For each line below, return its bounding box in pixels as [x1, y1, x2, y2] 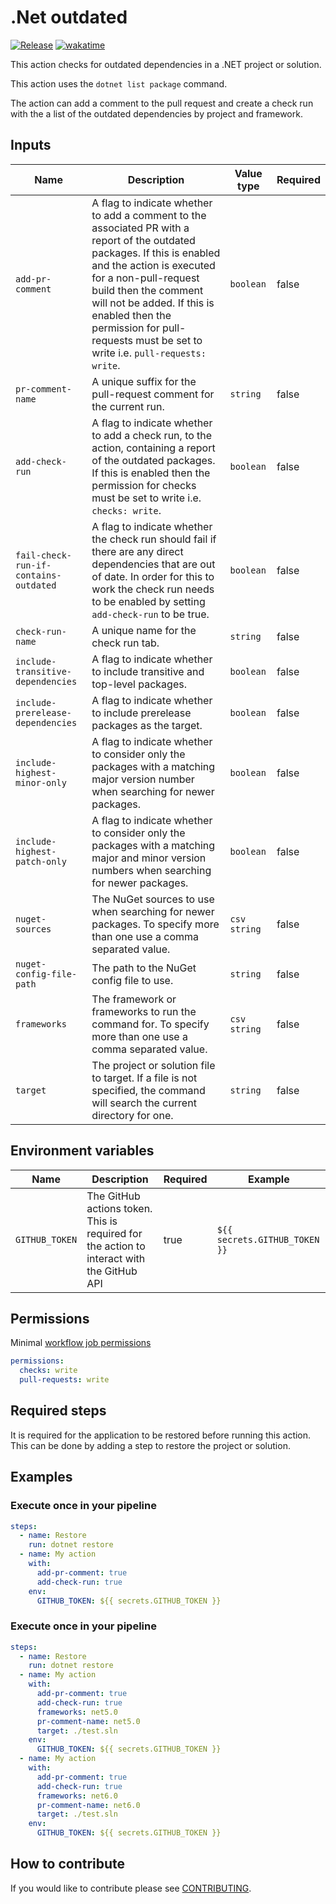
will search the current [91, 1096, 197, 1110]
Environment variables [10, 1142, 155, 1160]
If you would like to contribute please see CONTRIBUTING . [10, 1882, 252, 1894]
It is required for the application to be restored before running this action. [10, 1429, 312, 1441]
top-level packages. [91, 677, 187, 691]
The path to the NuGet [91, 961, 197, 975]
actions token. [86, 1201, 153, 1215]
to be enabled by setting [91, 594, 206, 608]
